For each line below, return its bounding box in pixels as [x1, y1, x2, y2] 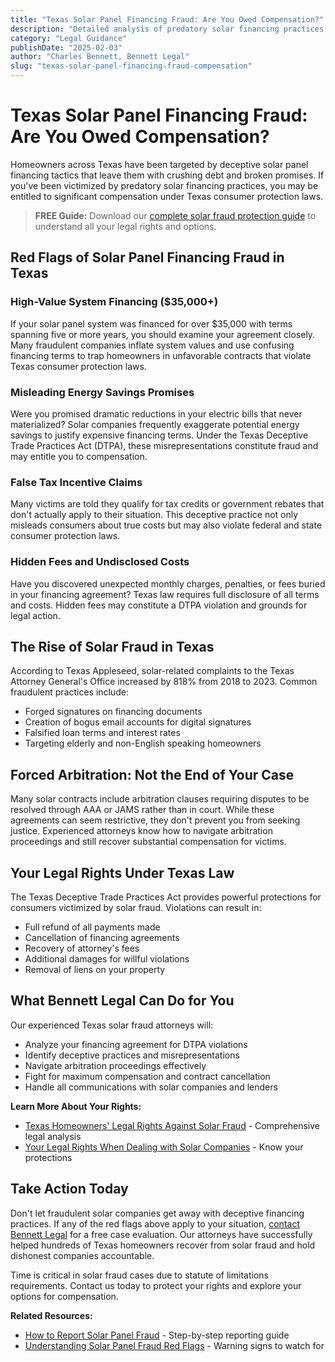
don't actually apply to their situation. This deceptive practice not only [10, 509, 299, 521]
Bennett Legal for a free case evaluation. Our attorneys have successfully [10, 1228, 313, 1240]
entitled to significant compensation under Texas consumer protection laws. [10, 190, 324, 202]
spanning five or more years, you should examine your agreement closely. [10, 328, 316, 340]
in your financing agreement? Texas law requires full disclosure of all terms [10, 588, 320, 600]
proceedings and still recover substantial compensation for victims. [10, 836, 287, 848]
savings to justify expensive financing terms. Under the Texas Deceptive [10, 429, 309, 441]
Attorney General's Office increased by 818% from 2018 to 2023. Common [10, 676, 318, 688]
